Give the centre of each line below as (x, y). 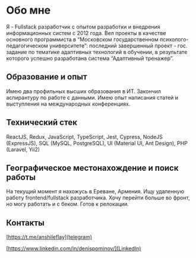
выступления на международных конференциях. (68, 104)
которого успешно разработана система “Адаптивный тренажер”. (90, 58)
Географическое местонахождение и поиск (92, 168)
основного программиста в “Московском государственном (82, 39)
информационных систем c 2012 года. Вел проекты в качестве (86, 33)
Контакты (25, 223)
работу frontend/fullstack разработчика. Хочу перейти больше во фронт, (98, 198)
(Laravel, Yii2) (23, 149)
